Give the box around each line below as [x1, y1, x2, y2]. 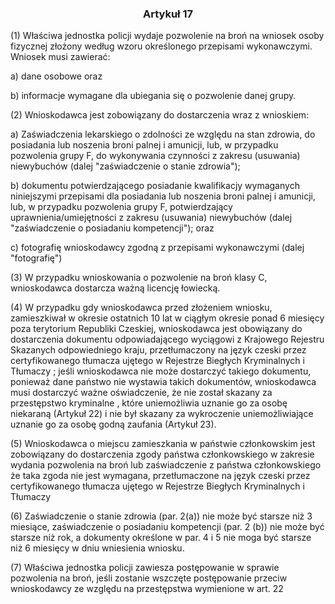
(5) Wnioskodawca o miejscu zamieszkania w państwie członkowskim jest [10, 438, 316, 450]
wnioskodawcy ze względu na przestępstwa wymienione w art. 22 [10, 583, 284, 595]
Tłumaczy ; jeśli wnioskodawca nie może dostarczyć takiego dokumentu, [10, 365, 312, 377]
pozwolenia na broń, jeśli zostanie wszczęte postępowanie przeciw [10, 572, 288, 584]
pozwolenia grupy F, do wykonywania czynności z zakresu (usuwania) [10, 150, 301, 162]
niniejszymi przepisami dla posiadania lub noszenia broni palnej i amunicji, [10, 190, 316, 202]
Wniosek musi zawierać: [10, 51, 111, 63]
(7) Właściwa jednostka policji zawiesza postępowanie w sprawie [10, 562, 280, 574]
